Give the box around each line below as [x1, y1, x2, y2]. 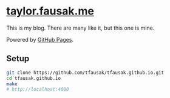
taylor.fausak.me [6, 4, 94, 18]
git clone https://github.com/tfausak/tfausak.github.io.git [6, 70, 165, 76]
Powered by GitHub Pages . [6, 36, 74, 43]
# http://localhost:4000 [6, 87, 69, 93]
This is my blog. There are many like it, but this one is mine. [6, 24, 155, 31]
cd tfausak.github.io [6, 75, 61, 81]
